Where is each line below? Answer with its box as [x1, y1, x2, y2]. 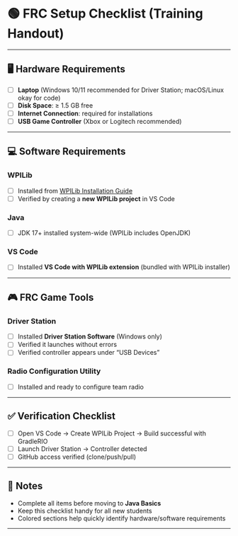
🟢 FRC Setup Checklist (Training [7, 6, 203, 22]
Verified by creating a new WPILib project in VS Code [17, 194, 176, 203]
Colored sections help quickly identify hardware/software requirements [17, 514, 226, 523]
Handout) [7, 25, 64, 42]
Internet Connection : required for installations [17, 109, 153, 118]
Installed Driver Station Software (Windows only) [17, 332, 163, 341]
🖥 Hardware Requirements [7, 63, 125, 75]
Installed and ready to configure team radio [17, 382, 144, 391]
